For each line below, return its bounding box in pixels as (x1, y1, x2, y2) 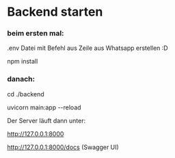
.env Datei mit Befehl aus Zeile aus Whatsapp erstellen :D (7, 44, 169, 52)
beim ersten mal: (7, 29, 64, 38)
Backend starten (7, 4, 103, 20)
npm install (7, 57, 38, 66)
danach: (7, 75, 36, 84)
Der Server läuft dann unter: (7, 116, 86, 124)
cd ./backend (7, 90, 44, 98)
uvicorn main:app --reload (7, 103, 81, 111)
